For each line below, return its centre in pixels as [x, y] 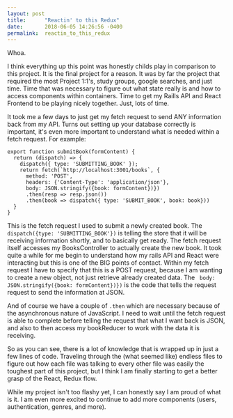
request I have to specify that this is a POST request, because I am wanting [115, 270]
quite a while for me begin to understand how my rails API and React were [113, 256]
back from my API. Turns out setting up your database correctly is [102, 124]
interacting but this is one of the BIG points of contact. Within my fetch [108, 263]
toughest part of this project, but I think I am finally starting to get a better [112, 371]
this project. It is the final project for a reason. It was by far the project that [114, 74]
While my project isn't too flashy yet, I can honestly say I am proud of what [114, 392]
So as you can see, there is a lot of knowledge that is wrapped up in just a [113, 349]
